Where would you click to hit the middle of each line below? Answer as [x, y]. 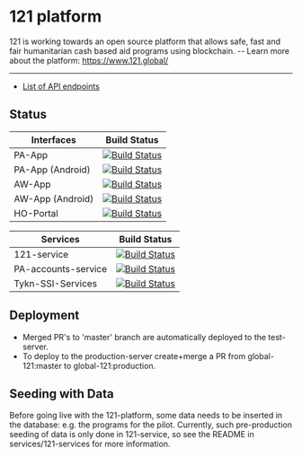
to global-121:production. [110, 365]
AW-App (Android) [54, 198]
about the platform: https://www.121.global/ [89, 60]
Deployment [44, 316]
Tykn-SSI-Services [55, 283]
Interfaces [53, 139]
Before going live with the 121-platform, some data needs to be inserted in [146, 416]
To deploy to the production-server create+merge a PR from [134, 356]
